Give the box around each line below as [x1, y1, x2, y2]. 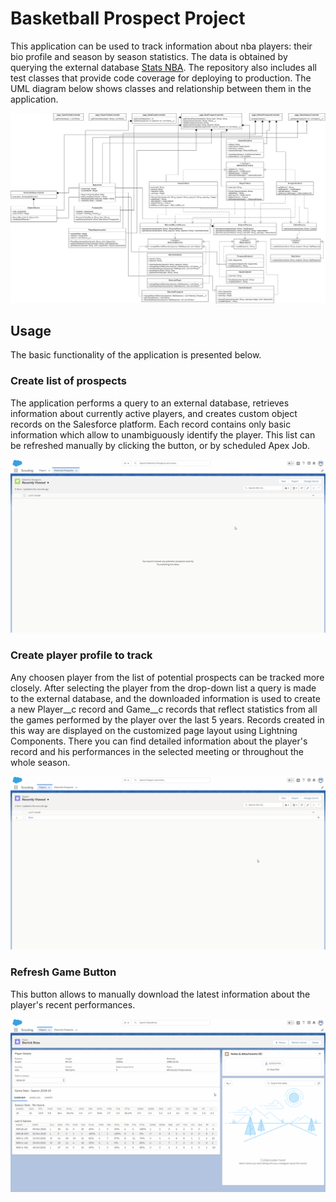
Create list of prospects [10, 374, 128, 388]
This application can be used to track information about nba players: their [10, 40, 313, 52]
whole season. [10, 756, 71, 768]
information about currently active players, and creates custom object [10, 407, 298, 419]
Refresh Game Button [10, 965, 117, 979]
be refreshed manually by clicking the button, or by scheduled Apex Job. [10, 439, 311, 451]
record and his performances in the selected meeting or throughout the [10, 745, 304, 757]
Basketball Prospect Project [10, 7, 246, 30]
